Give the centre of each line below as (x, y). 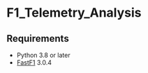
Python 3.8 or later (43, 55)
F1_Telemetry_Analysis (74, 13)
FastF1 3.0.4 (34, 63)
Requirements (38, 39)
